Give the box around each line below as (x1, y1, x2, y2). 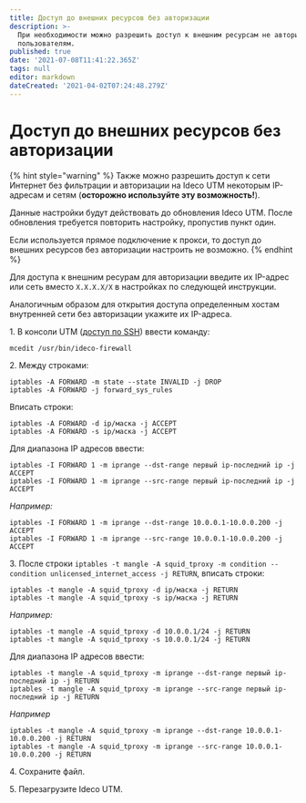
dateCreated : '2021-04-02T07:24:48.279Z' (9, 81, 169, 90)
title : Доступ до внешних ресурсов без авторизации (9, 13, 209, 23)
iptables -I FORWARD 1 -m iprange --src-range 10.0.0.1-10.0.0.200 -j (9, 534, 283, 543)
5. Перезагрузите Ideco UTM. (9, 783, 123, 794)
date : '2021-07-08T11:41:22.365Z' (9, 56, 141, 65)
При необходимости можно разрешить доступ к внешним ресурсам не (17, 30, 271, 39)
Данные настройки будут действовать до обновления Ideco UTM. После (9, 207, 293, 218)
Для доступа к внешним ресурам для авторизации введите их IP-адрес (9, 271, 290, 283)
